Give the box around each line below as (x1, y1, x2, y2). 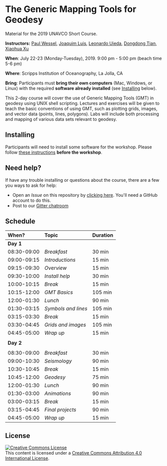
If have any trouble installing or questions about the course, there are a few (5, 177, 160, 183)
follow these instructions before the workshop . (5, 149, 103, 155)
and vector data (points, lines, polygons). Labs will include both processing (5, 111, 160, 117)
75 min (92, 374, 109, 381)
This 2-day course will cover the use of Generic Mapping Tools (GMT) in (5, 95, 154, 101)
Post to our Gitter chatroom (12, 202, 69, 208)
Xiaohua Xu (5, 45, 29, 51)
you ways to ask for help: (5, 182, 57, 188)
